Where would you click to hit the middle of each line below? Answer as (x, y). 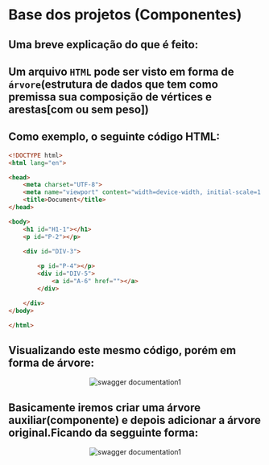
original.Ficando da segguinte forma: (103, 432)
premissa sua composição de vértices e (110, 97)
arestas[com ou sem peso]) (79, 109)
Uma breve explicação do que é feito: (103, 45)
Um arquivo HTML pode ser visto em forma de (121, 71)
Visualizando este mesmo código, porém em (122, 350)
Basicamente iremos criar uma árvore (105, 407)
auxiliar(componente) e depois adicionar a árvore (135, 420)
